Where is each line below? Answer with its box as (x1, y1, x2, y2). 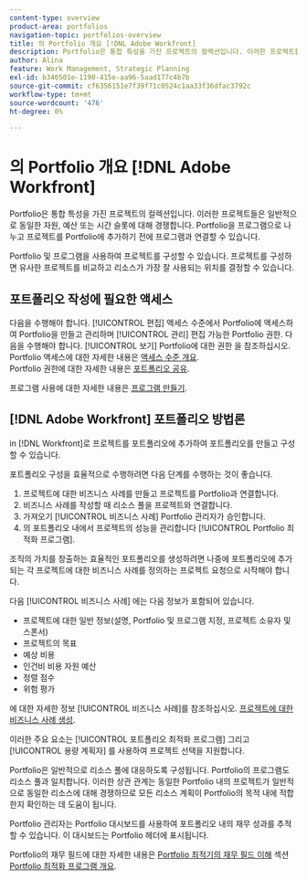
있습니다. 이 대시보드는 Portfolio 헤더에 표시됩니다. (28, 829, 209, 841)
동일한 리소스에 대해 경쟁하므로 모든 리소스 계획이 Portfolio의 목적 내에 (26, 787, 278, 798)
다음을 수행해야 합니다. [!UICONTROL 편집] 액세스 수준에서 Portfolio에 (9, 317, 262, 328)
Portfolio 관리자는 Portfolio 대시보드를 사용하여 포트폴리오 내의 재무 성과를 (9, 818, 276, 829)
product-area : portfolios (9, 22, 108, 31)
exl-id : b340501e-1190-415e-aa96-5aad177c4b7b (9, 73, 190, 82)
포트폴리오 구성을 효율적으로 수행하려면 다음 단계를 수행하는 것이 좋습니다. (9, 468, 273, 480)
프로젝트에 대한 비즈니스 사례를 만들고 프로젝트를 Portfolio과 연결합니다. (22, 488, 280, 499)
